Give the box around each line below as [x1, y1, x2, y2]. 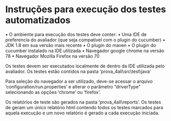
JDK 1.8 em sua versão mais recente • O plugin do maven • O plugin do [5, 42, 156, 48]
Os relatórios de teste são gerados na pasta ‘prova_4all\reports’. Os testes [5, 99, 161, 105]
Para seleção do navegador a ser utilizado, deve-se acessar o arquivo [5, 78, 153, 84]
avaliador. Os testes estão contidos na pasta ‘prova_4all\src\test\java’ [5, 68, 151, 75]
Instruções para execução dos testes [5, 4, 166, 15]
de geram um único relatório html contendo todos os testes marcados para [5, 104, 163, 110]
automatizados [5, 14, 71, 26]
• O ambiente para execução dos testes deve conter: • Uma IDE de [5, 31, 147, 37]
